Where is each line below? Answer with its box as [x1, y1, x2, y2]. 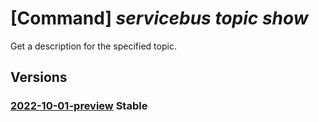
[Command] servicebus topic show [10, 7, 309, 30]
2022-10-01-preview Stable [10, 99, 148, 113]
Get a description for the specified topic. [10, 40, 177, 52]
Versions [10, 69, 68, 86]
